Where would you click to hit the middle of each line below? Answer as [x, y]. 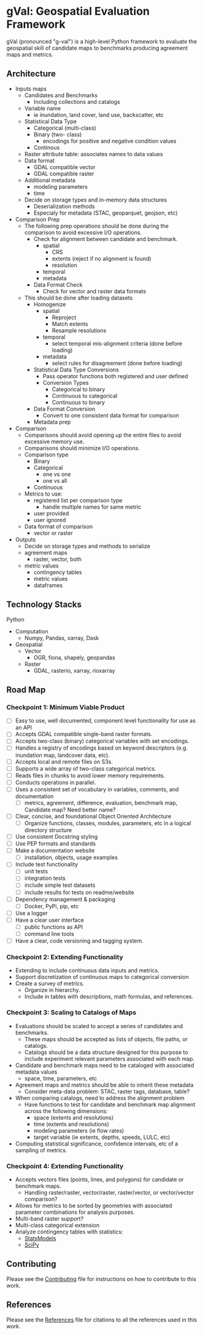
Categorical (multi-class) [65, 128]
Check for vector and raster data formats [94, 291]
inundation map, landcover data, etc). [63, 755]
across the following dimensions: [66, 1111]
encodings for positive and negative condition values [109, 141]
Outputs [25, 539]
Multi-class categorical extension [57, 1225]
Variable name [43, 108]
